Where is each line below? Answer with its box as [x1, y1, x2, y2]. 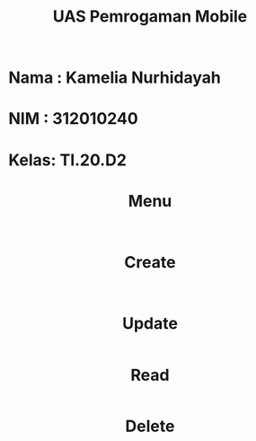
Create [124, 251, 176, 272]
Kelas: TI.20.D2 [8, 150, 128, 170]
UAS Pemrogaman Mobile [52, 6, 248, 27]
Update [121, 313, 179, 333]
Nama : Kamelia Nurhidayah [8, 67, 222, 88]
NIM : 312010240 [8, 109, 138, 129]
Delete [125, 416, 175, 437]
